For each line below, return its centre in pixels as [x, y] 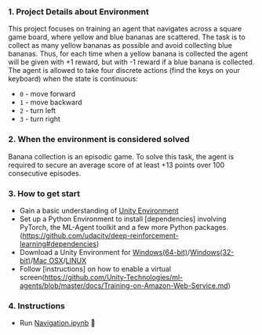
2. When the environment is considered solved [99, 140]
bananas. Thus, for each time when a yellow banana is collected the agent [128, 54]
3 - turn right [40, 119]
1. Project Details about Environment [78, 12]
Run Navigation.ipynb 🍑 [57, 323]
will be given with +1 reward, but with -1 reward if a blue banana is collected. [131, 62]
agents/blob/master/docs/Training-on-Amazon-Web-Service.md [124, 286]
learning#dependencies [58, 244]
